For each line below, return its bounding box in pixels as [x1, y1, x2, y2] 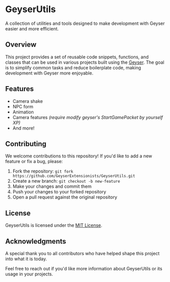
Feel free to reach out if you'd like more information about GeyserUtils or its [5, 266, 163, 271]
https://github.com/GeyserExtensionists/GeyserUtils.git [12, 174, 136, 179]
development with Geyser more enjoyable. [5, 70, 94, 76]
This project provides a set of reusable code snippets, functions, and [5, 54, 149, 60]
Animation [12, 109, 34, 115]
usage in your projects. [5, 271, 53, 277]
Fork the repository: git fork [12, 168, 73, 174]
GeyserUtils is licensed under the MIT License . [5, 222, 103, 228]
